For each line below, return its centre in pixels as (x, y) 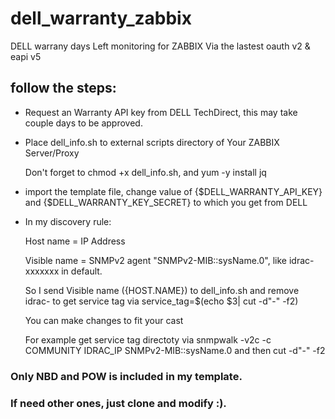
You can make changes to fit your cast (104, 320)
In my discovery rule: (68, 221)
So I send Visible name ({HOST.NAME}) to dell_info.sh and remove (162, 290)
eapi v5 (26, 56)
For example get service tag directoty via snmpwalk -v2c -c (148, 339)
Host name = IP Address (75, 241)
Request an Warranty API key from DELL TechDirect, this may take (161, 112)
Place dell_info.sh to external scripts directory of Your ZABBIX (152, 142)
